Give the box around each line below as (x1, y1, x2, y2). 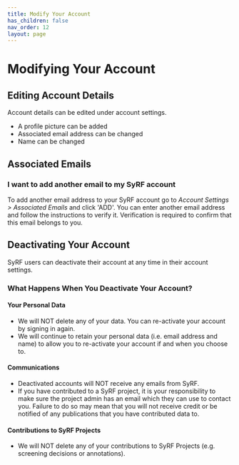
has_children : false (7, 17, 69, 24)
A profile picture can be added (17, 122, 108, 131)
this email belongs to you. (7, 218, 83, 227)
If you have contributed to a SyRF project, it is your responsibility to (17, 387, 216, 396)
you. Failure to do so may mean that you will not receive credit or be (17, 402, 218, 411)
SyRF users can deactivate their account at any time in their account (7, 257, 208, 266)
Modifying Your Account (7, 61, 156, 77)
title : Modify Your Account (7, 10, 91, 18)
